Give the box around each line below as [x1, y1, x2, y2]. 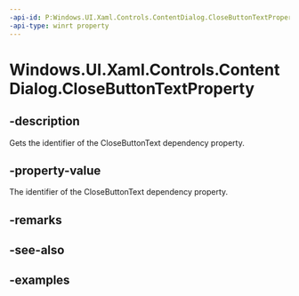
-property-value [9, 163, 101, 178]
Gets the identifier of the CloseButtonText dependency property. [9, 137, 245, 148]
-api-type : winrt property [9, 21, 109, 30]
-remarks [9, 212, 62, 228]
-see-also [9, 243, 65, 258]
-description [9, 114, 80, 129]
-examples [9, 273, 70, 288]
